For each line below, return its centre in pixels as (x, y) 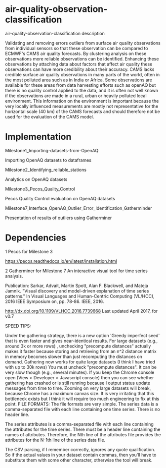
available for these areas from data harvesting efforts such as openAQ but (81, 85)
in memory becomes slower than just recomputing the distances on (74, 356)
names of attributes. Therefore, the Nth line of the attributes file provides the (83, 434)
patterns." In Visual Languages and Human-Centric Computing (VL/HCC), (80, 296)
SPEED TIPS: (18, 326)
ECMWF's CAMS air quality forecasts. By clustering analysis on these (76, 54)
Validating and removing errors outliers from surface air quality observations (83, 43)
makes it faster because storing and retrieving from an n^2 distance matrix (81, 351)
